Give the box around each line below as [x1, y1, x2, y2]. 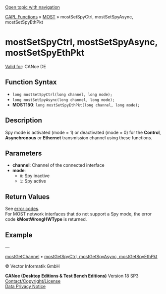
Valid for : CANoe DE [5, 63, 46, 69]
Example [5, 231, 33, 239]
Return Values [5, 193, 50, 201]
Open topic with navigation [5, 4, 60, 10]
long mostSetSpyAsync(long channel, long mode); [12, 97, 115, 102]
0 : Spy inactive [19, 173, 50, 179]
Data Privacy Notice [5, 284, 46, 289]
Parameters [5, 149, 42, 157]
